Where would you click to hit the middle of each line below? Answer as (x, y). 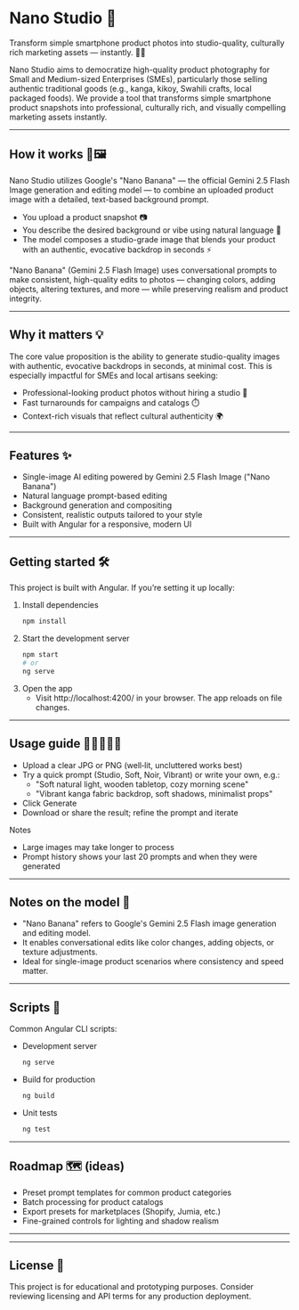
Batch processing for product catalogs (93, 1201)
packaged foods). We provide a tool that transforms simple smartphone (140, 98)
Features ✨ (40, 455)
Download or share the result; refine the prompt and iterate (130, 812)
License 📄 (37, 1265)
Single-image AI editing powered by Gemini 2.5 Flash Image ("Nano (146, 477)
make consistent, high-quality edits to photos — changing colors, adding (142, 279)
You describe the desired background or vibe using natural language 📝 (152, 230)
